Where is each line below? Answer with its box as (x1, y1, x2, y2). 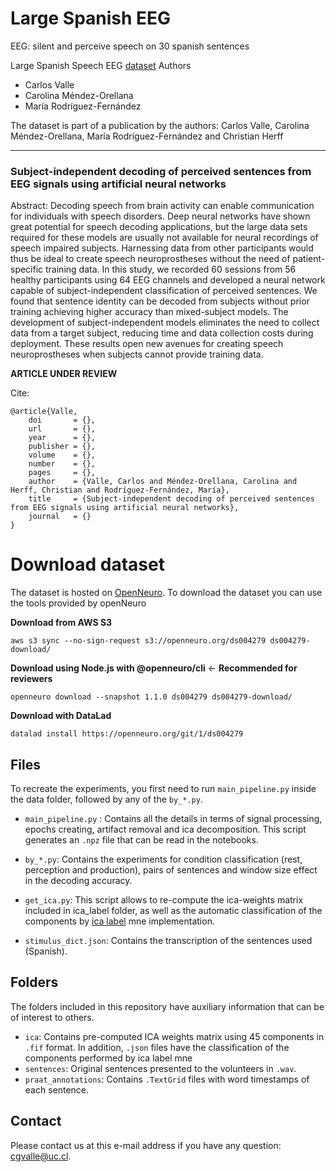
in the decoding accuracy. (24, 874, 133, 886)
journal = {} (28, 512, 92, 522)
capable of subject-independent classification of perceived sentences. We (10, 285, 318, 297)
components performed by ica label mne (24, 1052, 193, 1064)
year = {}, (28, 433, 97, 443)
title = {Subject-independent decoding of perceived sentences (28, 494, 315, 504)
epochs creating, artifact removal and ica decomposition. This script (24, 823, 307, 835)
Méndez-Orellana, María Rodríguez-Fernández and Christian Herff (10, 130, 284, 142)
